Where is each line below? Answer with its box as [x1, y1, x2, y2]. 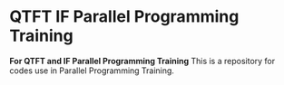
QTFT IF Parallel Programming [9, 6, 240, 27]
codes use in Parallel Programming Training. [9, 65, 175, 76]
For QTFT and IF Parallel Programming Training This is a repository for [9, 55, 276, 66]
